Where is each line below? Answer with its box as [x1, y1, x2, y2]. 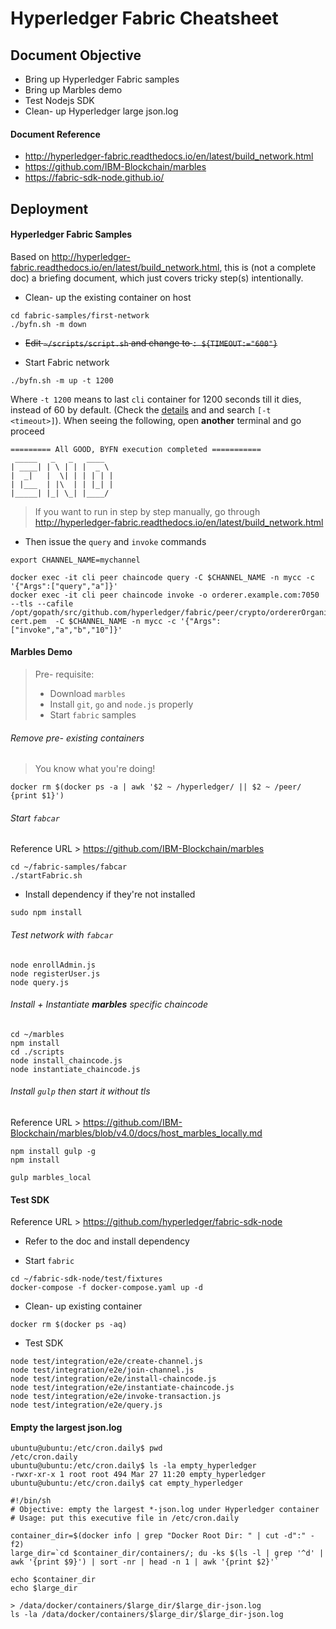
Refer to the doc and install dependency [24, 1235, 190, 1247]
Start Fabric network [24, 356, 110, 368]
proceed [10, 425, 45, 437]
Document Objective [10, 47, 142, 64]
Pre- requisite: [34, 668, 95, 680]
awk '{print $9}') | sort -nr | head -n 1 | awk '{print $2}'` [10, 1557, 280, 1567]
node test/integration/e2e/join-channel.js [10, 1365, 195, 1376]
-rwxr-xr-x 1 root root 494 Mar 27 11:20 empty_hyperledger [10, 1470, 267, 1480]
